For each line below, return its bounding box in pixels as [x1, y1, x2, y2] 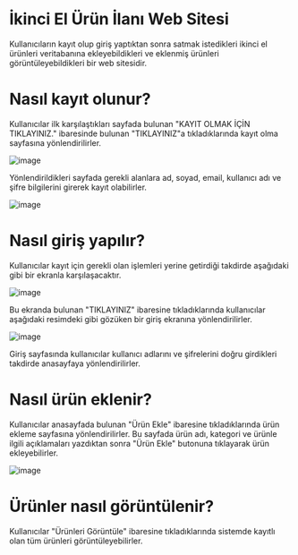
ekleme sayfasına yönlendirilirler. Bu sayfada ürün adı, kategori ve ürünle [9, 428, 277, 439]
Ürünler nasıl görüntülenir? [9, 496, 215, 517]
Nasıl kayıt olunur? [9, 90, 151, 109]
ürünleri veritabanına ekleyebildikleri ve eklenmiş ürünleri [9, 47, 219, 58]
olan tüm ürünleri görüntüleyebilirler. [9, 535, 143, 546]
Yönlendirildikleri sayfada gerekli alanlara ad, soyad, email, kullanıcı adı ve [9, 172, 282, 183]
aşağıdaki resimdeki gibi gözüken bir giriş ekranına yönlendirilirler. [9, 313, 253, 324]
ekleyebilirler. [9, 448, 59, 458]
